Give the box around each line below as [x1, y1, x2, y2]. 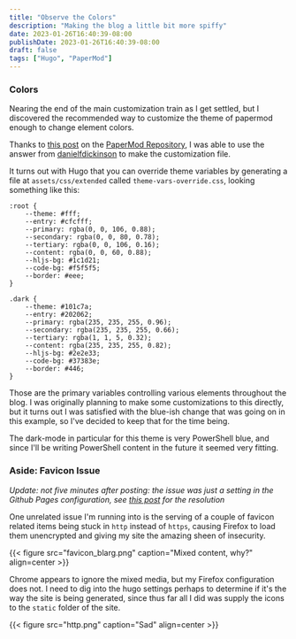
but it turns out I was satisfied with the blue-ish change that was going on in [9, 406, 285, 417]
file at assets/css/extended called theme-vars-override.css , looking [9, 175, 255, 186]
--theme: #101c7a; [25, 303, 93, 312]
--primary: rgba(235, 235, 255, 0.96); [25, 318, 172, 327]
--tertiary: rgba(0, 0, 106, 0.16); [25, 241, 161, 250]
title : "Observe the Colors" [9, 12, 117, 22]
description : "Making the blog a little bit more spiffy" [9, 21, 227, 30]
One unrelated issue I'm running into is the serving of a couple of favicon [9, 511, 275, 522]
